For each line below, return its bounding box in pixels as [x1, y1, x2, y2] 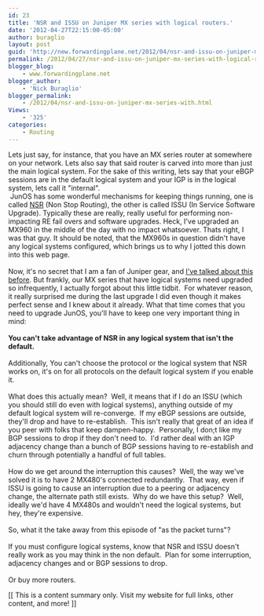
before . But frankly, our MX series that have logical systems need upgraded [8, 275, 253, 284]
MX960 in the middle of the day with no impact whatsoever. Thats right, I [8, 224, 244, 234]
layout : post [8, 41, 51, 49]
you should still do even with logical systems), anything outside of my [8, 399, 233, 409]
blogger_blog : [8, 63, 55, 71]
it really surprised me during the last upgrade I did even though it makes [8, 291, 241, 301]
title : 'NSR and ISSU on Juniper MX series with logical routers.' [8, 19, 234, 27]
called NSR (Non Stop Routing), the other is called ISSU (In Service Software [8, 199, 255, 209]
